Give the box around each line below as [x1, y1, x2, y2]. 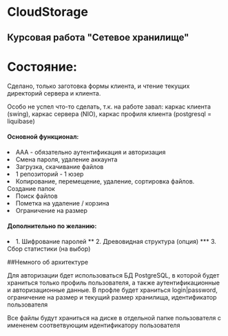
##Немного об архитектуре [7, 258, 88, 266]
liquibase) [7, 117, 36, 125]
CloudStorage [7, 4, 88, 20]
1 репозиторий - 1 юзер [16, 170, 84, 178]
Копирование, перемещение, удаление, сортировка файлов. [16, 177, 195, 186]
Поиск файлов [16, 192, 58, 200]
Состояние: [7, 59, 78, 74]
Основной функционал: [7, 133, 79, 141]
